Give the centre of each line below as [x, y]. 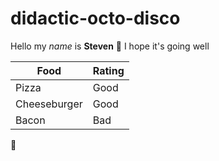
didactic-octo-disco [95, 18]
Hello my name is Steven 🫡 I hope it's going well [110, 46]
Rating [108, 70]
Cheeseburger [49, 104]
